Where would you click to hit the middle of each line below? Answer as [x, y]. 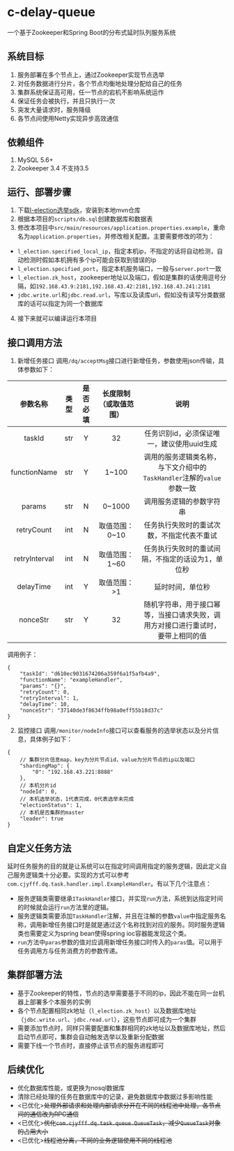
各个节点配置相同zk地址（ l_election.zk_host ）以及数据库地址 [107, 1011]
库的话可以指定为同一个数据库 [60, 304]
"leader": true [42, 819]
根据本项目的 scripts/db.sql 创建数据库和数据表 [85, 219]
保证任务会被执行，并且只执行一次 [66, 101]
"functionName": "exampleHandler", [71, 680]
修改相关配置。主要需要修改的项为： [162, 236]
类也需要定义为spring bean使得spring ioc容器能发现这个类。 [103, 933]
